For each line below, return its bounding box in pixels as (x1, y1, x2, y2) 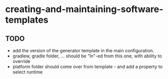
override (12, 58, 30, 64)
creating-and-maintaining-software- (5, 4, 163, 15)
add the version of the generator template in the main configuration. (12, 48, 154, 53)
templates (5, 14, 49, 26)
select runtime (12, 69, 43, 75)
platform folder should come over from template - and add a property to (12, 64, 163, 69)
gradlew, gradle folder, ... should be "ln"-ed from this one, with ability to (12, 53, 162, 59)
